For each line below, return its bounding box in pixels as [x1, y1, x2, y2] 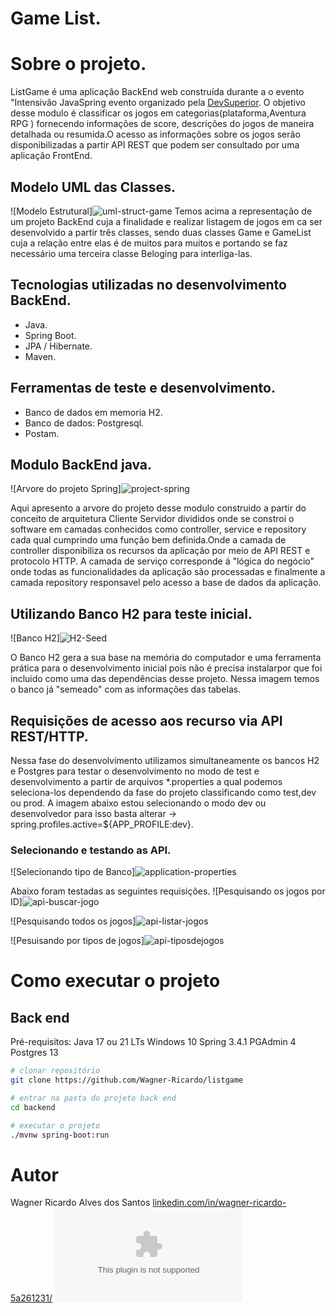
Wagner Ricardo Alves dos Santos [10, 1197, 151, 1209]
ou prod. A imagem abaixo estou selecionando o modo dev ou [10, 797, 267, 809]
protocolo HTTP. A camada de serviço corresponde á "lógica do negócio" [10, 555, 315, 567]
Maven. [24, 350, 57, 362]
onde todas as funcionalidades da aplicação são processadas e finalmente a [10, 566, 326, 578]
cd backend [10, 1102, 56, 1112]
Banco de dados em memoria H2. [24, 406, 163, 418]
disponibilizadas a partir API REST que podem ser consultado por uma [10, 139, 300, 151]
